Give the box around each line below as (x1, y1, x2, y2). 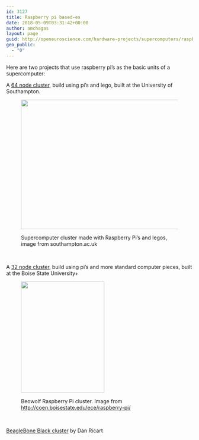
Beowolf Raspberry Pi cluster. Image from (21, 397, 123, 404)
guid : (6, 36, 20, 42)
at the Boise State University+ (6, 270, 79, 277)
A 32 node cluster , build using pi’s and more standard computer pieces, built (6, 263, 192, 270)
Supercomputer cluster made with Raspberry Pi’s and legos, (21, 234, 168, 241)
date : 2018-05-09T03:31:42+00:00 (6, 20, 89, 26)
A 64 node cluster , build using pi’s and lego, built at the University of (6, 81, 173, 88)
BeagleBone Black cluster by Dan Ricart (6, 427, 104, 434)
